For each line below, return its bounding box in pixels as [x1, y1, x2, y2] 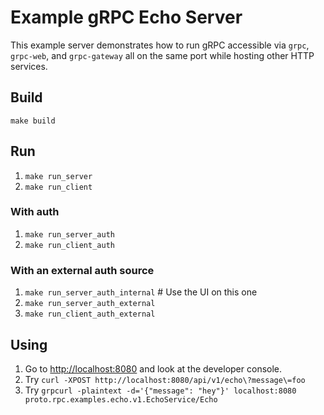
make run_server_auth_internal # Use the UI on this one [24, 286, 258, 298]
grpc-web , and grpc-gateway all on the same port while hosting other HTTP [10, 49, 315, 61]
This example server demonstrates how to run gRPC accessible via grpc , [10, 39, 310, 51]
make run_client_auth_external [24, 309, 156, 320]
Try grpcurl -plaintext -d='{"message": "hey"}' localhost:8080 [24, 384, 297, 396]
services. [10, 60, 48, 72]
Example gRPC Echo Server [10, 6, 243, 29]
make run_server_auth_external [24, 299, 156, 309]
